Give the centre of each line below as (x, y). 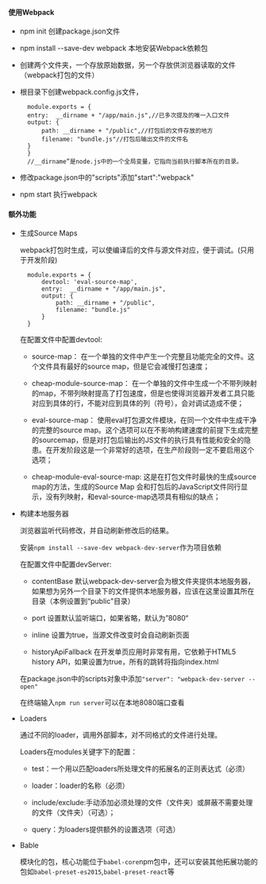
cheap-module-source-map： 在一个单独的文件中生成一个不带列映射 (144, 384)
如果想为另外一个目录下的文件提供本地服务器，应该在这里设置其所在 (143, 591)
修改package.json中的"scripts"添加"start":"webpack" (107, 177)
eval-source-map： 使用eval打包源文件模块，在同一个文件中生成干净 (144, 420)
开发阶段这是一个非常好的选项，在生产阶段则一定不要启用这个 (154, 450)
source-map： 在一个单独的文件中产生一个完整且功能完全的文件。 (139, 356)
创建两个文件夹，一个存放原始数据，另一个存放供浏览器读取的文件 (127, 65)
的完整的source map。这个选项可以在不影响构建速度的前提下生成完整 (145, 430)
